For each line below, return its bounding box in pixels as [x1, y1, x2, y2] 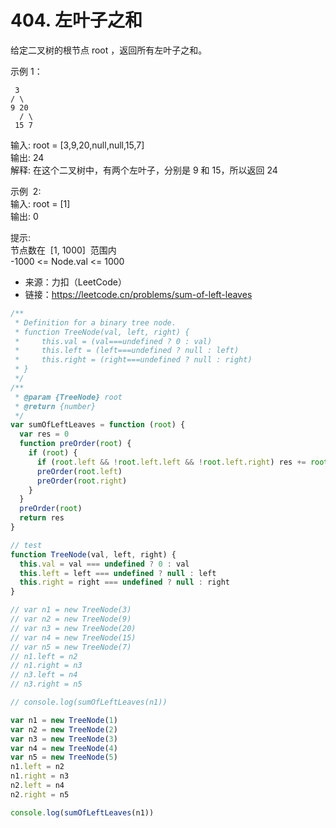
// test [10, 540, 43, 550]
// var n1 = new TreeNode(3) [10, 605, 132, 615]
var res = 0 [19, 429, 70, 440]
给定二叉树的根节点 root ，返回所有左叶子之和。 [10, 44, 208, 56]
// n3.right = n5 [10, 679, 83, 690]
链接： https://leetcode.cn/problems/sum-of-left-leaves [24, 288, 253, 300]
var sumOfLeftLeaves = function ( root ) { [10, 420, 186, 430]
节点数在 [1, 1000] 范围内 [10, 244, 117, 256]
